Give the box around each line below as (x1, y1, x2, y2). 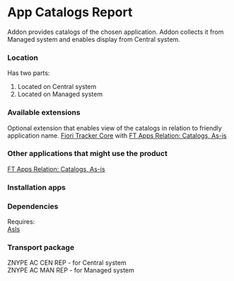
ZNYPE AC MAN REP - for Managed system (7, 266, 134, 275)
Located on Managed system (17, 90, 103, 99)
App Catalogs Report (7, 4, 133, 20)
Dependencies (7, 201, 59, 211)
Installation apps (7, 182, 66, 192)
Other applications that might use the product (7, 149, 168, 159)
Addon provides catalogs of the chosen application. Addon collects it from (7, 28, 224, 36)
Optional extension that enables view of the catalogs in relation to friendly (7, 124, 223, 132)
